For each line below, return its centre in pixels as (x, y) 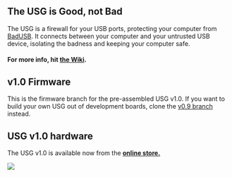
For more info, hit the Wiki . (47, 60)
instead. (19, 114)
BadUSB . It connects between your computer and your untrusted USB (109, 36)
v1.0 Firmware (39, 81)
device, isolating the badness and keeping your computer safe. (99, 43)
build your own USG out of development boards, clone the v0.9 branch (110, 106)
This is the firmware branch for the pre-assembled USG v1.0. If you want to (116, 99)
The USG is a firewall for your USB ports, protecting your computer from (112, 28)
